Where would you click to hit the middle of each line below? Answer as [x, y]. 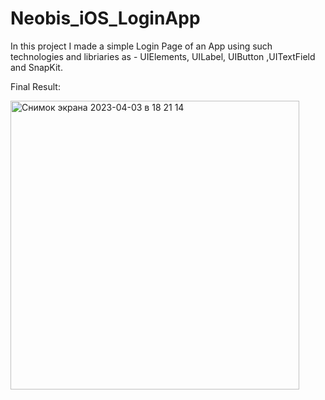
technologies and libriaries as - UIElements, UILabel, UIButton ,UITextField [163, 56]
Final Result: [35, 86]
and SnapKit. [36, 67]
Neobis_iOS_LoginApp [105, 18]
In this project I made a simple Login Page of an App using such [141, 46]
